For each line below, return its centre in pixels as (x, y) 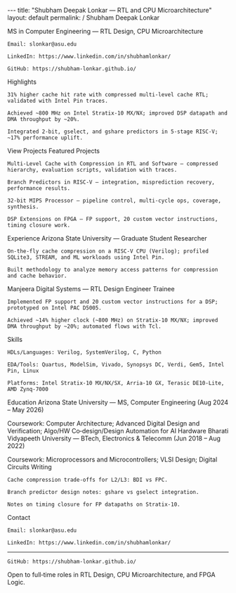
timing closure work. (39, 225)
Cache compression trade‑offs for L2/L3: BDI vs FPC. (88, 480)
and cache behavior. (38, 276)
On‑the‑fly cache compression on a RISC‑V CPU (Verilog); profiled (108, 251)
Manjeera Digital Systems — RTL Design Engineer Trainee (91, 289)
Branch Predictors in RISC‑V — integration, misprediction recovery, (111, 182)
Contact (19, 517)
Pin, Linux (23, 371)
